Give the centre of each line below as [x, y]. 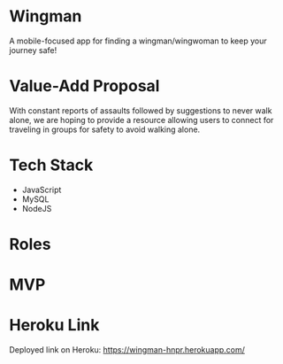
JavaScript [42, 190]
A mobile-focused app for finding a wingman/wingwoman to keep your [138, 41]
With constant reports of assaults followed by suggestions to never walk [141, 110]
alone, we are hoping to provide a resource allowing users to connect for [141, 120]
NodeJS [37, 208]
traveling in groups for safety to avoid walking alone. [105, 129]
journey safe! [33, 50]
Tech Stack [51, 165]
